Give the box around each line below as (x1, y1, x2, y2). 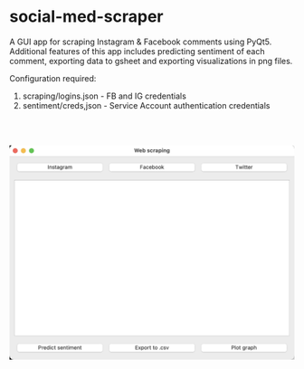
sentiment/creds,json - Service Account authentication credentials (22, 99, 271, 110)
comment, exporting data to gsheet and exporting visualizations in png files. (9, 55, 293, 66)
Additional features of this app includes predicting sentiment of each (9, 45, 265, 56)
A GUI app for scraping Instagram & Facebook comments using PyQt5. (9, 36, 272, 47)
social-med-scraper (9, 6, 165, 27)
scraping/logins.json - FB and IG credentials (22, 90, 187, 101)
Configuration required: (9, 72, 97, 83)
